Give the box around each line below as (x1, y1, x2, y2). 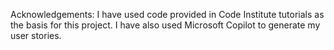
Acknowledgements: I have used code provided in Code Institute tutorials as (10, 9, 325, 20)
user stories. (10, 30, 62, 41)
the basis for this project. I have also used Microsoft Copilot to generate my (10, 19, 321, 31)
